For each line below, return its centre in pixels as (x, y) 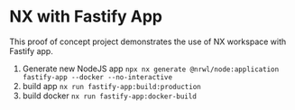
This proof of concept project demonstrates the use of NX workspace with (148, 41)
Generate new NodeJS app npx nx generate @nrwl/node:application (151, 69)
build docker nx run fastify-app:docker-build (109, 96)
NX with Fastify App (86, 17)
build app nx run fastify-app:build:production (111, 86)
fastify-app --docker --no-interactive (97, 77)
